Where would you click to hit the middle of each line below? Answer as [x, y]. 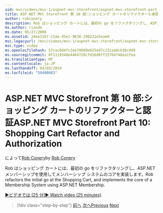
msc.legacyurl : [20, 41]
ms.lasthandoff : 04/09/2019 [33, 69]
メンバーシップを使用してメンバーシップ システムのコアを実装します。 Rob [79, 174]
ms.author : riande [24, 28]
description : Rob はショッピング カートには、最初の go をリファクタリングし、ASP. [82, 23]
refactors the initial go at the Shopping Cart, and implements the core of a [79, 179]
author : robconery [24, 18]
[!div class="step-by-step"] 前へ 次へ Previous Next [68, 205]
